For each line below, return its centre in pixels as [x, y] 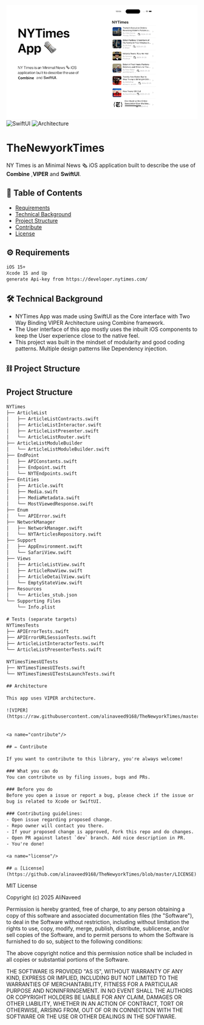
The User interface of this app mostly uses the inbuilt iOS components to [106, 329]
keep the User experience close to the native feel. [77, 336]
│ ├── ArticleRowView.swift [45, 571]
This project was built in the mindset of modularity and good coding [100, 342]
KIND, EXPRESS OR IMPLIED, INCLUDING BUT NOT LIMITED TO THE [92, 978]
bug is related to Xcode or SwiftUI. [54, 802]
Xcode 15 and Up [27, 273]
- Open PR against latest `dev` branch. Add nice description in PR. [96, 838]
